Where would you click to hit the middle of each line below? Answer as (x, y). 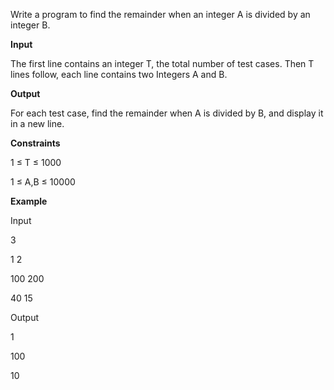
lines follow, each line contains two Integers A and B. (119, 74)
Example (29, 201)
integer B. (30, 25)
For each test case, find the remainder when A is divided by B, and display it (167, 113)
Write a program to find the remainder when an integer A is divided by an (160, 14)
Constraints (35, 143)
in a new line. (37, 123)
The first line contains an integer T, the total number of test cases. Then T (162, 63)
